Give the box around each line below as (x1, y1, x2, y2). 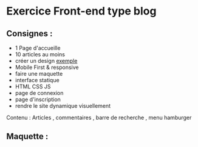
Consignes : (6, 28, 53, 39)
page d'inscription (15, 96, 61, 103)
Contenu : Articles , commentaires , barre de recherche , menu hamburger (6, 114, 192, 121)
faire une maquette (15, 70, 63, 77)
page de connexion (15, 90, 64, 96)
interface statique (15, 77, 60, 83)
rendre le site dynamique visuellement (15, 102, 111, 109)
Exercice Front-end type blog (6, 4, 157, 18)
